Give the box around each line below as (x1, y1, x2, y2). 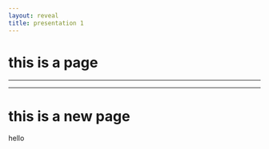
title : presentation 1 (8, 19, 84, 27)
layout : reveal (8, 11, 59, 20)
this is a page (8, 53, 98, 72)
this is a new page (8, 107, 130, 125)
